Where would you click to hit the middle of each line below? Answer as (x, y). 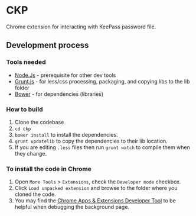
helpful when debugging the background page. (72, 207)
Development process (48, 45)
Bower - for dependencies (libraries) (59, 94)
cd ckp (23, 129)
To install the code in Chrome (49, 169)
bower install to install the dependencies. (66, 134)
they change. (31, 153)
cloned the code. (35, 194)
